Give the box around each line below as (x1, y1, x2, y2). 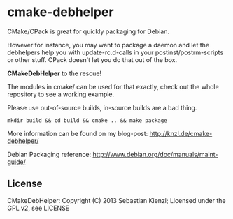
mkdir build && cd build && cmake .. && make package (7, 116, 168, 124)
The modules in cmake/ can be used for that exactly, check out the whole (7, 82, 219, 91)
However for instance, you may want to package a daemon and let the (7, 40, 210, 49)
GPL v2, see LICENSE (7, 204, 70, 212)
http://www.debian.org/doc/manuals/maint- (92, 150, 218, 158)
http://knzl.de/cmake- (149, 129, 213, 137)
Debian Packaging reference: (7, 150, 92, 158)
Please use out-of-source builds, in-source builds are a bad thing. (7, 103, 197, 112)
